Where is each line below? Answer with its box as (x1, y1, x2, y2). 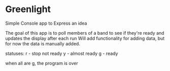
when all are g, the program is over (5, 60, 78, 66)
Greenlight (5, 4, 51, 15)
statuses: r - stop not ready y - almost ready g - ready (5, 50, 118, 56)
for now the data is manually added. (5, 40, 80, 46)
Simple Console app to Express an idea (5, 20, 87, 26)
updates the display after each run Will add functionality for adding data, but (5, 35, 165, 41)
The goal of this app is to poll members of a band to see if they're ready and (5, 30, 164, 36)
